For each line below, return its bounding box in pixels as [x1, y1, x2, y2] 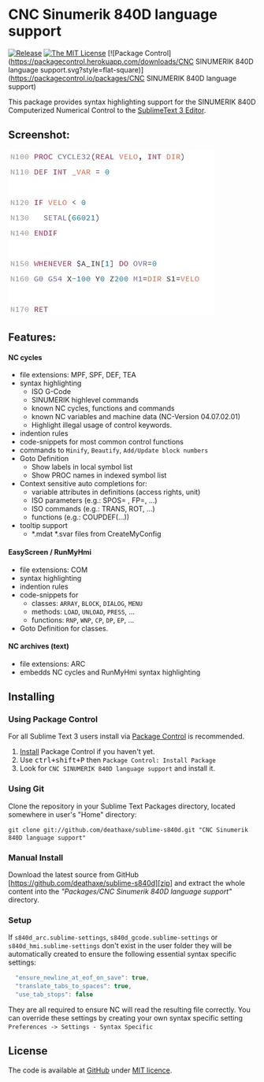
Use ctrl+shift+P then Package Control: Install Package [19, 755, 217, 765]
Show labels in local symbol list [31, 463, 133, 472]
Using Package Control [8, 714, 99, 725]
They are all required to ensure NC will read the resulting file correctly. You [8, 1005, 251, 1014]
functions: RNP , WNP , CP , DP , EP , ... [31, 615, 135, 624]
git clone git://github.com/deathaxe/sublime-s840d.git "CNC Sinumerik [8, 826, 248, 834]
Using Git [8, 783, 45, 794]
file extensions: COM [19, 565, 88, 574]
